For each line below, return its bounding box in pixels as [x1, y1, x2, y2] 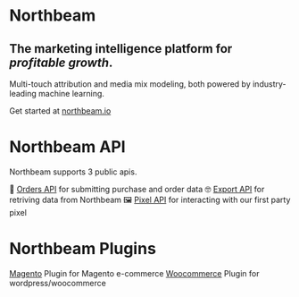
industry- [253, 79, 287, 89]
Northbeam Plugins [9, 239, 156, 259]
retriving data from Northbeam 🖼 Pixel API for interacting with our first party [9, 194, 291, 205]
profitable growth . [9, 55, 113, 70]
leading [9, 89, 37, 98]
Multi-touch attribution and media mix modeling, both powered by [9, 79, 252, 89]
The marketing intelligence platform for [9, 41, 233, 56]
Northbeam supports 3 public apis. [9, 166, 137, 177]
